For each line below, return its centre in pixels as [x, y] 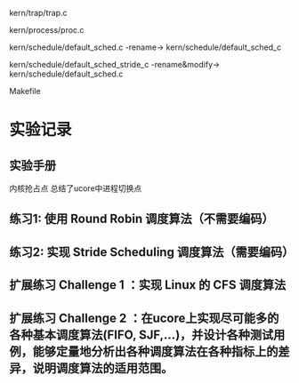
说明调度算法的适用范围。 [103, 368]
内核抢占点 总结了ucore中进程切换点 [76, 188]
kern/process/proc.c [47, 30]
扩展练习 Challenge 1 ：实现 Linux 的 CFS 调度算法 [148, 285]
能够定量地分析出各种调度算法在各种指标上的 [155, 351]
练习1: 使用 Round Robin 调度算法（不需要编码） [141, 219]
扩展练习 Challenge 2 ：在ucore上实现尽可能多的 [144, 318]
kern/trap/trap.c [38, 13]
